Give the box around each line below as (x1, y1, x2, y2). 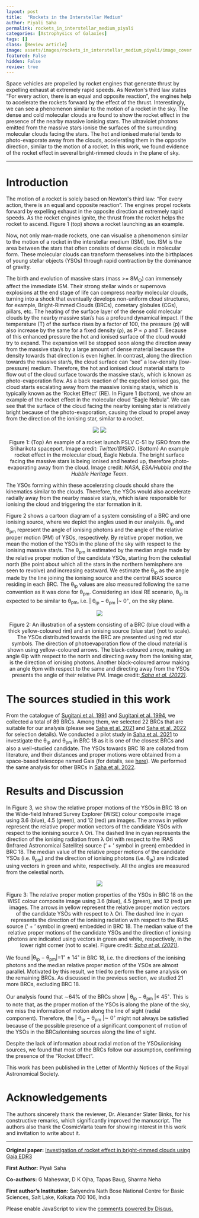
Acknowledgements (6, 1091, 108, 1105)
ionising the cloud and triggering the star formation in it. (6, 500, 142, 508)
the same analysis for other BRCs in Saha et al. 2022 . (6, 764, 136, 771)
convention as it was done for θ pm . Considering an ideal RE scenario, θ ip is (6, 588, 188, 597)
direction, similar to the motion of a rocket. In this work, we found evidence (6, 143, 189, 150)
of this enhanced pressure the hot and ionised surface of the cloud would (6, 333, 185, 340)
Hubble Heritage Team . (70, 470, 129, 477)
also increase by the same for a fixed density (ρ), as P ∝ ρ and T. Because (6, 327, 187, 334)
